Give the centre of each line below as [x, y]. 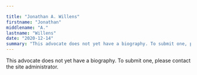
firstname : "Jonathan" [34, 22]
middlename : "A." [27, 28]
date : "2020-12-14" [30, 39]
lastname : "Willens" [31, 33]
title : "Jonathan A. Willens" [43, 16]
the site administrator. [32, 67]
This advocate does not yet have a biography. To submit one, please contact [98, 60]
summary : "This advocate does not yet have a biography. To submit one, [97, 44]
